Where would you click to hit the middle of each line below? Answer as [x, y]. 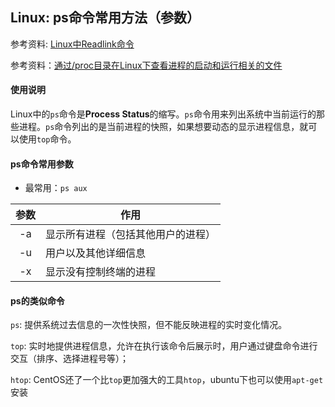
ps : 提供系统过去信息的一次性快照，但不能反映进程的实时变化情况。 [149, 325]
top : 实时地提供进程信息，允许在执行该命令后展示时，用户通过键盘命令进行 [164, 346]
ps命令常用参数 [42, 164]
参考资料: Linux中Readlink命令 [72, 44]
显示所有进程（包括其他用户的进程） [131, 235]
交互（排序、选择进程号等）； [69, 359]
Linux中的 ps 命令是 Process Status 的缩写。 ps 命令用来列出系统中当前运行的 [163, 114]
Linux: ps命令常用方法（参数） [105, 18]
